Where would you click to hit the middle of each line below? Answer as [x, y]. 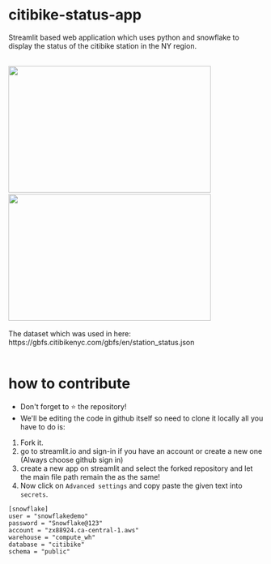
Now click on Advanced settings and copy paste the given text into [131, 485]
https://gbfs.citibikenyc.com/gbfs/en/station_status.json [102, 342]
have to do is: [42, 426]
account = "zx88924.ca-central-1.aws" [74, 530]
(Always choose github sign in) [72, 459]
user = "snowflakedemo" [49, 516]
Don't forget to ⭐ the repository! [73, 406]
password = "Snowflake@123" [56, 523]
